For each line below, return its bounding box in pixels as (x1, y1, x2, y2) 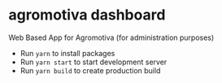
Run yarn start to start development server (20, 57, 168, 67)
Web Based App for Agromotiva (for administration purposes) (8, 33, 215, 42)
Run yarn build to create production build (20, 65, 161, 75)
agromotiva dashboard (8, 6, 166, 24)
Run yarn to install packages (20, 48, 115, 58)
